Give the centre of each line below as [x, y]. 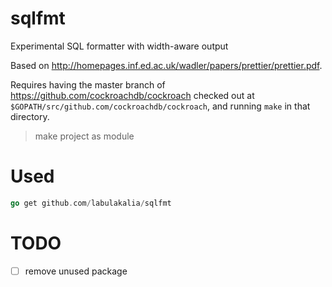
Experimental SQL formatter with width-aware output [119, 46]
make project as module [84, 136]
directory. [30, 116]
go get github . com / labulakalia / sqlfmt [91, 203]
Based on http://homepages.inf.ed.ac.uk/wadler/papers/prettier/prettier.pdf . [166, 65]
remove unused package [76, 271]
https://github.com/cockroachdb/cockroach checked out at [132, 95]
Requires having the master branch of [88, 84]
